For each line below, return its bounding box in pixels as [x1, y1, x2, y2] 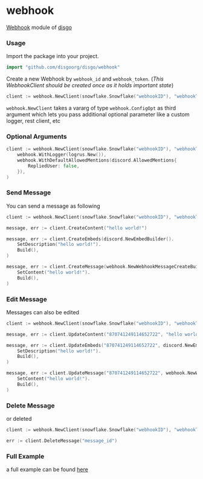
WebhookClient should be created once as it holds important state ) [6, 82, 174, 89]
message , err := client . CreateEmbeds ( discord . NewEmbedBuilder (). [6, 236, 174, 242]
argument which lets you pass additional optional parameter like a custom [6, 110, 190, 118]
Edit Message [6, 295, 47, 303]
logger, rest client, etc [6, 117, 60, 124]
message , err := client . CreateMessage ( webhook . [6, 264, 129, 270]
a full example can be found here [6, 466, 89, 473]
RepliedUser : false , [28, 163, 80, 169]
